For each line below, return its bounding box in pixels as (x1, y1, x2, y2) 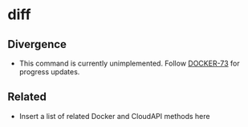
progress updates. (18, 67, 80, 77)
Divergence (7, 38, 67, 51)
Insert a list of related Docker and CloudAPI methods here (18, 111, 210, 121)
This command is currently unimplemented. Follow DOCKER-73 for (18, 58, 240, 68)
